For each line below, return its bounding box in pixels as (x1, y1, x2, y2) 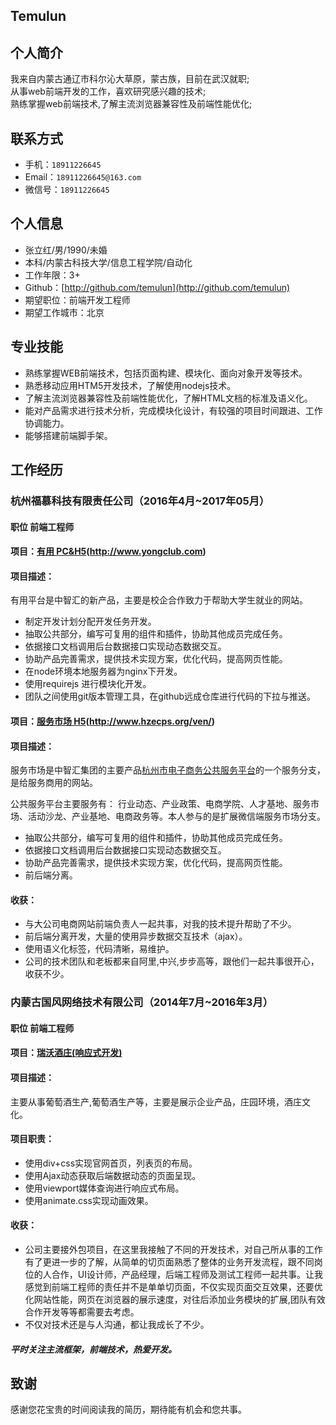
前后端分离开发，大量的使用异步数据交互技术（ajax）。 (24, 930, 248, 943)
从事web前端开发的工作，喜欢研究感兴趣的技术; (10, 85, 207, 98)
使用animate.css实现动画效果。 (24, 1194, 154, 1206)
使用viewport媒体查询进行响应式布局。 (24, 1182, 185, 1194)
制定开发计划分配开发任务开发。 (24, 615, 157, 628)
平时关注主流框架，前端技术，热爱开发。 (10, 1343, 177, 1355)
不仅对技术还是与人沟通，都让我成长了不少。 (24, 1319, 210, 1331)
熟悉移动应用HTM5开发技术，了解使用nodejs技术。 (24, 379, 237, 391)
